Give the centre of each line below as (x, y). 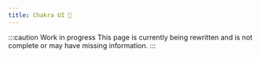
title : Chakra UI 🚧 (40, 15)
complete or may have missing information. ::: (82, 45)
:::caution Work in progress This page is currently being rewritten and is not (130, 37)
